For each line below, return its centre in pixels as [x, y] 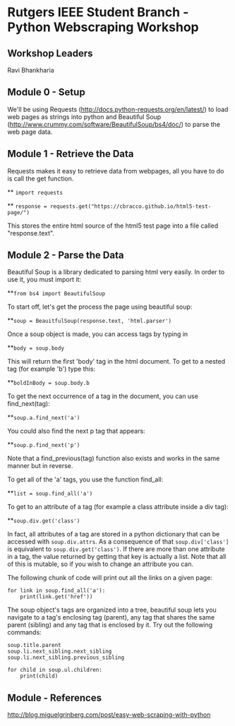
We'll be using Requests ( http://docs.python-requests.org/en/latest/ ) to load [118, 109]
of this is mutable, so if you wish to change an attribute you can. [101, 564]
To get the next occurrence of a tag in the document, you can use [103, 396]
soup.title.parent [34, 646]
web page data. [30, 132]
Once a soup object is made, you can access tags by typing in [98, 334]
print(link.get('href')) [56, 597]
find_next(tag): [29, 404]
